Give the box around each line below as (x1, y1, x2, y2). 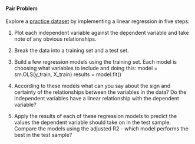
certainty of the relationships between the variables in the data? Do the (14, 89, 187, 96)
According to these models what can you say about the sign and (14, 83, 171, 90)
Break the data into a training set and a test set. (14, 47, 129, 54)
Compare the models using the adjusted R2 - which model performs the (14, 125, 189, 132)
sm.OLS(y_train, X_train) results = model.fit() (14, 71, 122, 78)
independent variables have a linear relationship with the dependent (14, 95, 179, 102)
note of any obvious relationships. (14, 35, 97, 42)
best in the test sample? (14, 132, 72, 139)
